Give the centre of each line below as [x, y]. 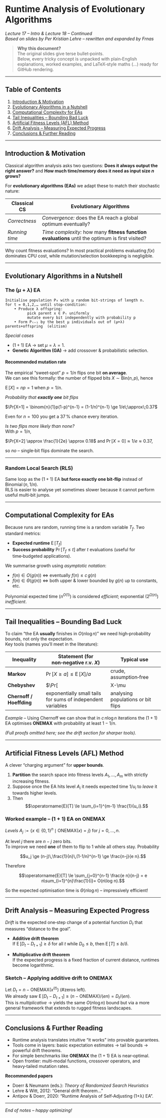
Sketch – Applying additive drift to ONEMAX [59, 978]
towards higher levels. [35, 793]
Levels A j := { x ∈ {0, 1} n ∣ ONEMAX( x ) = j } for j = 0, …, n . [62, 831]
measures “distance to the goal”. [38, 929]
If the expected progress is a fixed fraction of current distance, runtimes [86, 960]
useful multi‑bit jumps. [28, 495]
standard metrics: [23, 533]
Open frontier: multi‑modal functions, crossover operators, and [76, 1061]
